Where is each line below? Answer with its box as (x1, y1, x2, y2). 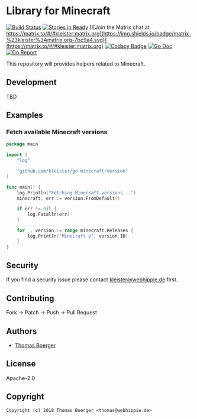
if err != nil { (17, 206, 57, 212)
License (6, 359, 36, 369)
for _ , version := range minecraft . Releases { (17, 228, 134, 234)
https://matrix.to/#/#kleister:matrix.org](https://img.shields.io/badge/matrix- (6, 30, 192, 37)
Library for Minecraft (6, 4, 111, 18)
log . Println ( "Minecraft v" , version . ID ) (27, 233, 128, 239)
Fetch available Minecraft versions (6, 128, 108, 137)
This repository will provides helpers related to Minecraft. (6, 60, 146, 67)
